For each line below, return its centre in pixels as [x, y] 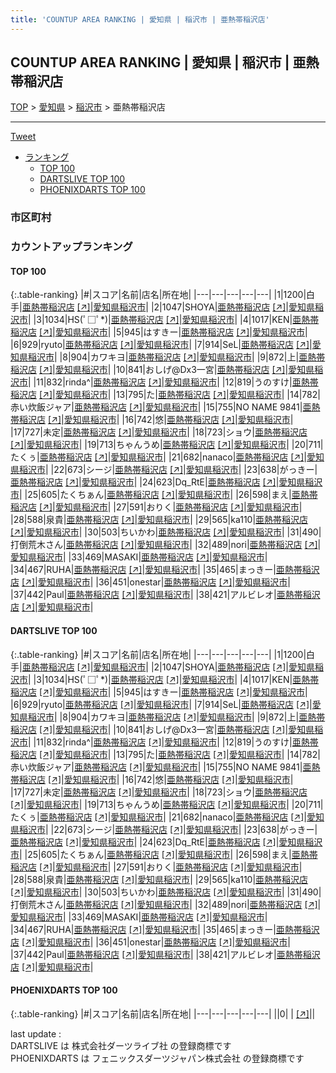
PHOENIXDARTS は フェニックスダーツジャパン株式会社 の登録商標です [157, 1058]
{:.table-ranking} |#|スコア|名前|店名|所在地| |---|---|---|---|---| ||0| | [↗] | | [163, 1013]
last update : [36, 1033]
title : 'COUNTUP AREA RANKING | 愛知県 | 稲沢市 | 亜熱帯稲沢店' [140, 19]
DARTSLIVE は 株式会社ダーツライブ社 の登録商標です [121, 1045]
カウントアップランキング [71, 247]
